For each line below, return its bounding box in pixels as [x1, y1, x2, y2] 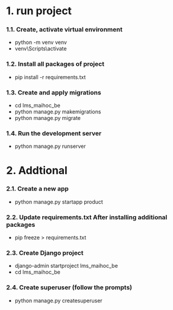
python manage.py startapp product [14, 198, 104, 205]
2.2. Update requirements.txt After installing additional [6, 213, 168, 221]
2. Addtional [6, 163, 68, 177]
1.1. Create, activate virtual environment [6, 26, 123, 34]
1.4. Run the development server [6, 129, 102, 137]
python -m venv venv [14, 39, 67, 46]
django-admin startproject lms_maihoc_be [14, 262, 118, 270]
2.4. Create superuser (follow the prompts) [6, 283, 132, 292]
